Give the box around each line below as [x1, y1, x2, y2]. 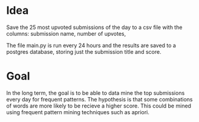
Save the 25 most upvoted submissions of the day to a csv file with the [6, 24, 183, 31]
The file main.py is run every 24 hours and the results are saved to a [6, 42, 177, 49]
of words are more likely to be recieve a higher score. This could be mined [6, 102, 192, 109]
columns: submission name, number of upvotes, [6, 30, 126, 37]
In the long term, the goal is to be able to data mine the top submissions [6, 89, 185, 97]
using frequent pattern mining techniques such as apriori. [6, 108, 150, 115]
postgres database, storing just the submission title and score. [6, 48, 161, 55]
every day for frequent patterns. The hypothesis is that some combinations [6, 95, 193, 103]
